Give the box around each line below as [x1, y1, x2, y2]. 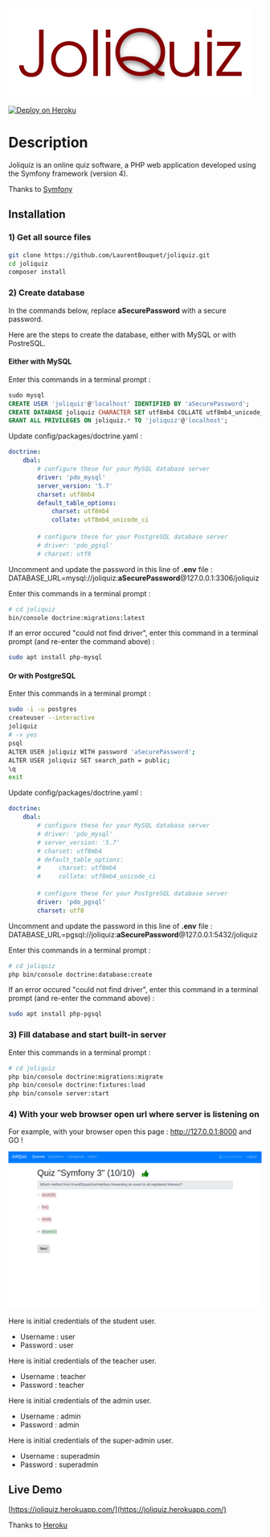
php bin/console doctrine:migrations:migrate [8, 1073, 163, 1081]
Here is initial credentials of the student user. [8, 1316, 157, 1326]
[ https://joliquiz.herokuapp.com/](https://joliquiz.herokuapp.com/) [8, 1504, 227, 1514]
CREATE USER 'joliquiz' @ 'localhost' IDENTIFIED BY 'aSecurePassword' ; [8, 400, 250, 408]
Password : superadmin [19, 1460, 99, 1469]
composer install [8, 268, 67, 276]
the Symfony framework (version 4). [8, 168, 129, 178]
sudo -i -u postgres [8, 705, 78, 713]
